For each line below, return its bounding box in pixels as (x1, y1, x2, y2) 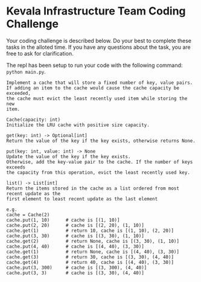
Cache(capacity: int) (6, 117, 61, 123)
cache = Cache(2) (6, 211, 50, 218)
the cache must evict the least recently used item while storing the (6, 95, 188, 101)
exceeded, (6, 90, 31, 96)
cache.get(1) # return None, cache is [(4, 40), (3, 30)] (6, 249, 180, 255)
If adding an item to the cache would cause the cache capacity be (6, 85, 180, 91)
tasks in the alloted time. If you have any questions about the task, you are (6, 43, 191, 51)
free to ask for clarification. (6, 50, 74, 57)
